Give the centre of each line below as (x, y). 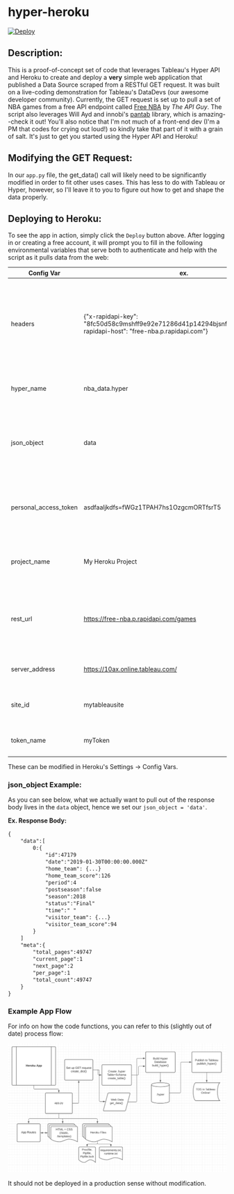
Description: (35, 53)
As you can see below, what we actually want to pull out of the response (111, 800)
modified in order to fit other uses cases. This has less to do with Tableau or (117, 182)
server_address (33, 669)
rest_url (22, 619)
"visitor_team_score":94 (81, 924)
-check (18, 121)
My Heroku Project (110, 561)
